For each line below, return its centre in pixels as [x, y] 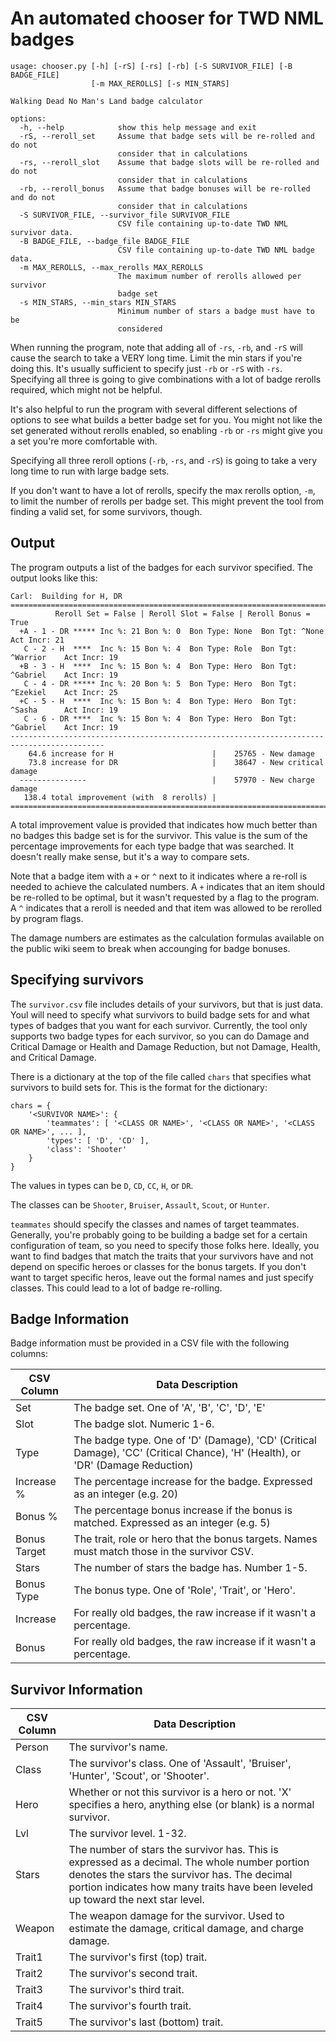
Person [32, 1747]
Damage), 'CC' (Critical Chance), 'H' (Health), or [187, 1453]
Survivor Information [76, 1689]
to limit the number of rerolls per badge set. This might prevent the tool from [167, 501]
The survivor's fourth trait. [130, 2006]
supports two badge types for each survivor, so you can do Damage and [160, 1036]
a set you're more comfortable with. [84, 441]
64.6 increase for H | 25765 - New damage [171, 753]
